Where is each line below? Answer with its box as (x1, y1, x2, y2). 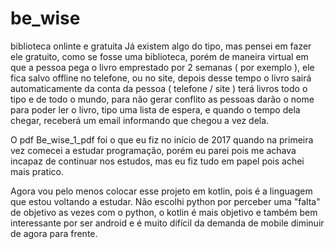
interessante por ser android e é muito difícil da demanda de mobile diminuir (10, 217, 325, 229)
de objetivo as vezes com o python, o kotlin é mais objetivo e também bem (10, 206, 318, 218)
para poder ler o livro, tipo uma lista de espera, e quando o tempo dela (10, 103, 301, 116)
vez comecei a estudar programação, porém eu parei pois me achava (10, 144, 297, 156)
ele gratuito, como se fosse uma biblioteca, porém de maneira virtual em (10, 50, 309, 62)
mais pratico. (10, 165, 64, 177)
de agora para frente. (10, 227, 98, 239)
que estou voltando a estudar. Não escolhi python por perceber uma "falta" (10, 195, 321, 207)
